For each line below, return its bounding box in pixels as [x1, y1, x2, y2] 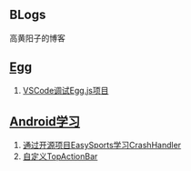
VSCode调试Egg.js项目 [22, 85, 109, 96]
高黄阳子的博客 [9, 32, 65, 44]
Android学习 [9, 114, 80, 130]
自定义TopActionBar [22, 151, 98, 162]
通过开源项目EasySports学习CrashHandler [22, 140, 182, 151]
